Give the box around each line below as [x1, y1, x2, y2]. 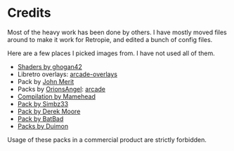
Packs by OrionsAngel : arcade [17, 85, 105, 93]
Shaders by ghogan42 [17, 62, 82, 71]
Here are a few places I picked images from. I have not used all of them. [7, 49, 216, 57]
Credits [7, 5, 51, 21]
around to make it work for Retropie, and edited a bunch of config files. [7, 35, 213, 43]
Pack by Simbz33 [17, 99, 69, 108]
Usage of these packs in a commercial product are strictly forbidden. [7, 135, 207, 144]
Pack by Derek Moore [17, 107, 81, 115]
